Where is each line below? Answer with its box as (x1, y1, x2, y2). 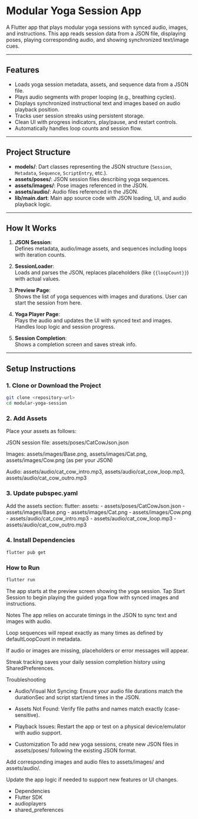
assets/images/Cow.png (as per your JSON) (6, 457, 113, 464)
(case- (164, 705, 180, 712)
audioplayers (14, 800, 47, 807)
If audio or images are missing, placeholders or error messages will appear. (6, 647, 189, 654)
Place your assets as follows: (6, 428, 77, 435)
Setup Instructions (6, 363, 76, 374)
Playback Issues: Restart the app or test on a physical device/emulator (14, 723, 186, 730)
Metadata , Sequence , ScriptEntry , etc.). (14, 169, 108, 176)
